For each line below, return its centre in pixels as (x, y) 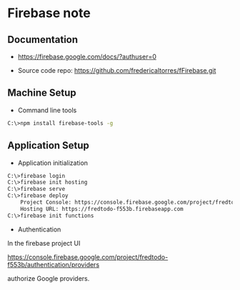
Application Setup (48, 145)
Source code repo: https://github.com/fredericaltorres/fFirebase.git (117, 70)
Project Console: (46, 202)
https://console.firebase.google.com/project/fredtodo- (88, 257)
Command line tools (47, 110)
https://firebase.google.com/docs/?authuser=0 (87, 56)
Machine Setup (42, 93)
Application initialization (52, 163)
